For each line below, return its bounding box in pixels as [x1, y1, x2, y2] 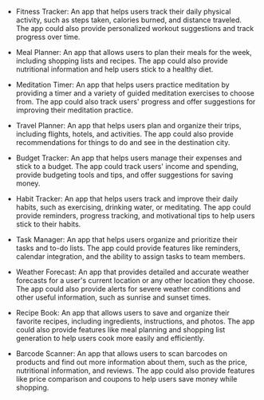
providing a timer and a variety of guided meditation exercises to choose [15, 88, 255, 98]
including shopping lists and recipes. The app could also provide [15, 56, 229, 65]
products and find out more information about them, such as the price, [15, 358, 247, 367]
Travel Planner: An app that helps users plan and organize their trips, [15, 121, 242, 130]
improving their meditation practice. [15, 105, 134, 115]
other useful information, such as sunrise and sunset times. [15, 292, 211, 302]
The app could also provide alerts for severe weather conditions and [15, 284, 241, 293]
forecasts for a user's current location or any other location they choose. [15, 276, 255, 285]
